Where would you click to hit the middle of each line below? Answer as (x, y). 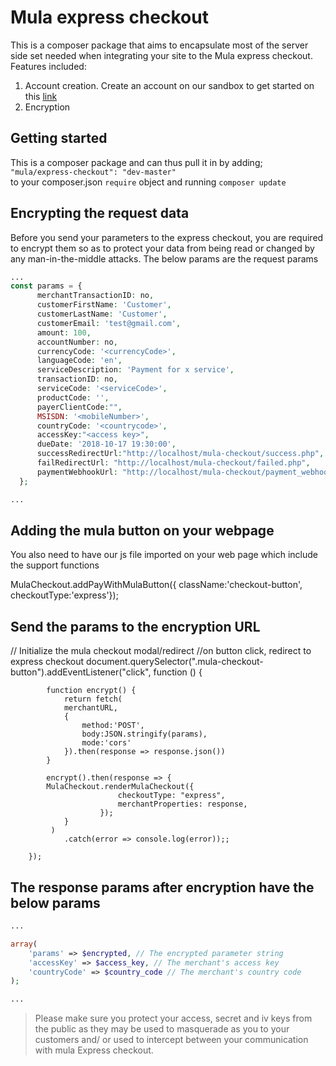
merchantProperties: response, (182, 804)
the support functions (55, 565)
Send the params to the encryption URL (135, 626)
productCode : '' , (73, 397)
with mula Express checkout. (94, 1050)
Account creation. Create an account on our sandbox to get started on (169, 85)
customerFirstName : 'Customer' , (104, 305)
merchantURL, (90, 708)
